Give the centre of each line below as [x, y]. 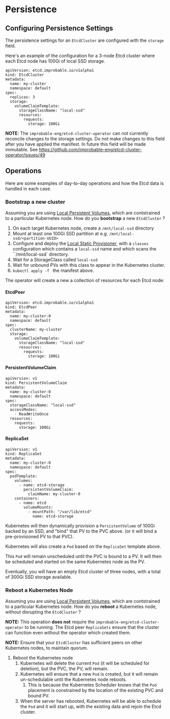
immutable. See [22, 149]
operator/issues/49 [25, 155]
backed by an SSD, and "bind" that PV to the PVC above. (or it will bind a [81, 531]
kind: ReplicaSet [24, 454]
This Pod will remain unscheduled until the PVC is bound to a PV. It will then [83, 556]
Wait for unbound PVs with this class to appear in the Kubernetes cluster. [89, 265]
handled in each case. [28, 188]
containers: [27, 498]
